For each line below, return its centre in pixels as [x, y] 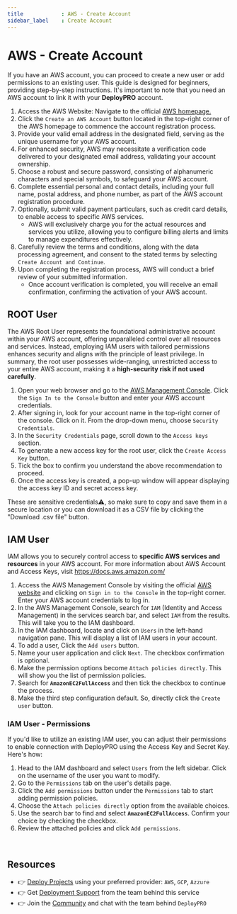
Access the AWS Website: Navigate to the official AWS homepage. [114, 111]
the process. [36, 691]
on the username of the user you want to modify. [89, 776]
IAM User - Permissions [49, 723]
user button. [35, 706]
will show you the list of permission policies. [82, 676]
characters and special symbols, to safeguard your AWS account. [113, 179]
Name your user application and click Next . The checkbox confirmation [121, 653]
